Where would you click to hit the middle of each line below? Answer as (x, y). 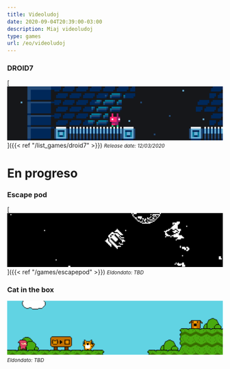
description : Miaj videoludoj (50, 29)
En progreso (42, 173)
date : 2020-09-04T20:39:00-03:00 (55, 22)
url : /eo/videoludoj (37, 43)
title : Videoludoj (33, 14)
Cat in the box (31, 290)
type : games (24, 36)
